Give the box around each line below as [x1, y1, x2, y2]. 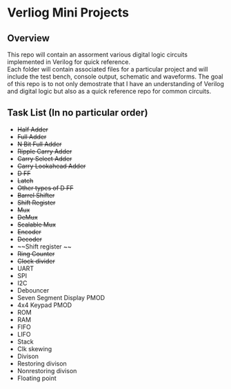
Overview [7, 32, 50, 44]
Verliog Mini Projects [7, 5, 130, 21]
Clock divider [17, 257, 55, 265]
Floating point [17, 374, 57, 382]
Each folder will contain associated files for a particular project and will [7, 65, 208, 73]
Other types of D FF [17, 184, 74, 192]
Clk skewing [17, 344, 52, 353]
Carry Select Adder [17, 154, 72, 162]
